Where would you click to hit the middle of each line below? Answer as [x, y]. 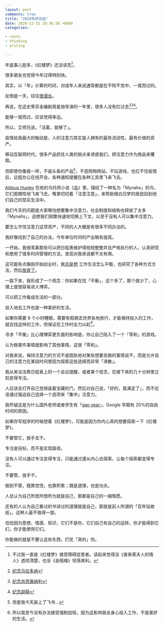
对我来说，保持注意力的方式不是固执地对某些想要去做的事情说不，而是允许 [80, 355]
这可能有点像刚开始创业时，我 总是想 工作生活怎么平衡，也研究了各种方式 [78, 264]
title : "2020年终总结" [27, 19]
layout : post [18, 10]
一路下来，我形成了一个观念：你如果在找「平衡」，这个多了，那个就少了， [79, 280]
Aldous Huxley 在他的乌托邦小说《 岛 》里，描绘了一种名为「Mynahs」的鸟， [82, 187]
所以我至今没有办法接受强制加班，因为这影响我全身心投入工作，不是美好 [85, 613]
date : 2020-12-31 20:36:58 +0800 [39, 23]
